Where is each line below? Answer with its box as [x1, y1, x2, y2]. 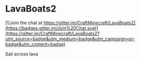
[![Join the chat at [5, 20, 43, 26]
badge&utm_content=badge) [5, 41, 66, 47]
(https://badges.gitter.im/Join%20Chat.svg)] [5, 25, 98, 31]
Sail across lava [5, 51, 38, 57]
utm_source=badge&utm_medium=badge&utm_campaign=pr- [5, 36, 135, 42]
